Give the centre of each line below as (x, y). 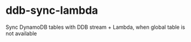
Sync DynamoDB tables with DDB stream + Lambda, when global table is (95, 27)
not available (21, 33)
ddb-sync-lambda (52, 10)
